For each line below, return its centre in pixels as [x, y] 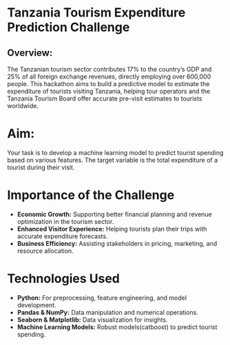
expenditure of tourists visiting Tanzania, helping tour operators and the [109, 91]
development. [36, 305]
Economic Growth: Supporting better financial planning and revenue [114, 214]
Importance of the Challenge [91, 195]
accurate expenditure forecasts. [62, 236]
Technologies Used [64, 279]
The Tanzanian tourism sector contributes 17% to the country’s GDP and [109, 69]
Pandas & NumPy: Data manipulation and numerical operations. [107, 312]
